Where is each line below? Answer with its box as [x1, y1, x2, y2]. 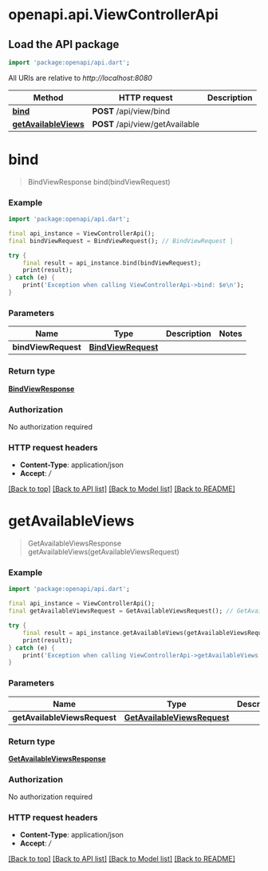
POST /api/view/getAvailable [92, 118, 200, 130]
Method [33, 92, 64, 103]
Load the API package [8, 38, 120, 51]
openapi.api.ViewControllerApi [8, 6, 219, 24]
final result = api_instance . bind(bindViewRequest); [22, 258, 202, 267]
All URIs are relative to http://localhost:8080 [8, 73, 153, 82]
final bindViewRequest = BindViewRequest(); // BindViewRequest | [8, 237, 234, 245]
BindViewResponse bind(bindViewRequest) [27, 177, 171, 186]
